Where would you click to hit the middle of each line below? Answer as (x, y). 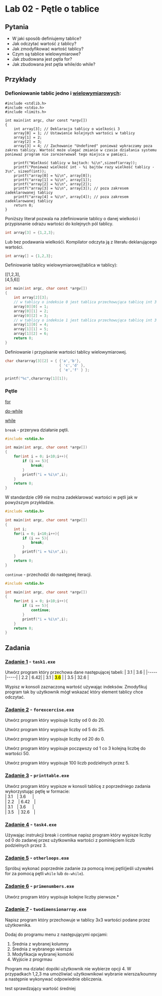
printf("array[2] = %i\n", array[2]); (53, 184)
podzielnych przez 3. (26, 845)
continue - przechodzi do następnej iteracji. (48, 574)
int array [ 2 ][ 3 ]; (31, 298)
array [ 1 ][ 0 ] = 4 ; (31, 325)
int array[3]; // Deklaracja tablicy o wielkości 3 (67, 129)
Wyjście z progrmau (32, 959)
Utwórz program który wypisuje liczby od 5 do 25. (55, 730)
